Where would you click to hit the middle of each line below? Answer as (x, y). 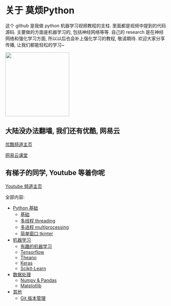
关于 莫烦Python (40, 10)
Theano (28, 257)
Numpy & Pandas (39, 280)
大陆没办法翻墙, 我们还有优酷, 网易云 (63, 131)
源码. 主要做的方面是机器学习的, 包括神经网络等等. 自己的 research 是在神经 (84, 32)
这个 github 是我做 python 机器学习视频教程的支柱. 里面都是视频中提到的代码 (86, 26)
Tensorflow (32, 252)
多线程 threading (38, 221)
